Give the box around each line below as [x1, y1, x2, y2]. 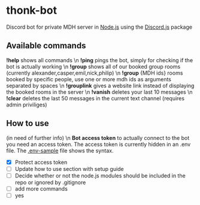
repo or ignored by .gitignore [14, 179, 86, 186]
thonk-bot [6, 4, 57, 17]
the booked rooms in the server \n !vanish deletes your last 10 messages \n [6, 88, 193, 96]
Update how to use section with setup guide [14, 165, 124, 172]
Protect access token [14, 158, 68, 166]
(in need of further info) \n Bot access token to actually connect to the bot [6, 134, 190, 141]
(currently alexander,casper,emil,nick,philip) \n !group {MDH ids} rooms [6, 69, 183, 77]
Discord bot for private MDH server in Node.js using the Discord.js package [6, 23, 193, 30]
